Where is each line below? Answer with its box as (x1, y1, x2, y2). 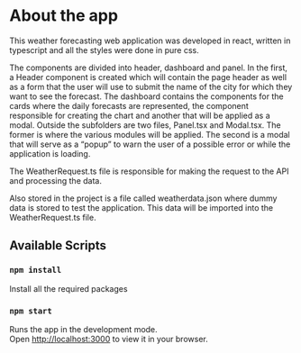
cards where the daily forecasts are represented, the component (9, 100, 250, 111)
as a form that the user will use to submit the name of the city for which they (9, 81, 293, 92)
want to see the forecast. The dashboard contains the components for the (9, 91, 284, 102)
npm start (9, 305, 52, 316)
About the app (9, 5, 119, 26)
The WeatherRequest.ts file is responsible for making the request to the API (9, 166, 289, 176)
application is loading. (9, 148, 91, 158)
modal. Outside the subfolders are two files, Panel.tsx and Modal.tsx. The (9, 119, 281, 131)
